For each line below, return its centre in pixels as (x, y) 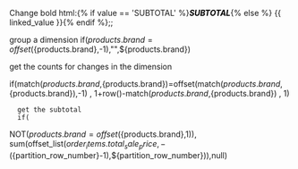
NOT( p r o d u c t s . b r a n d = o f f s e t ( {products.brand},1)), (103, 134)
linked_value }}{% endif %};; (61, 22)
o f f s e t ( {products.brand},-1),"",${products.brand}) (100, 49)
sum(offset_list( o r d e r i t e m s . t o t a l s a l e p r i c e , (84, 145)
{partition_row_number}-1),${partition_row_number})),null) (120, 155)
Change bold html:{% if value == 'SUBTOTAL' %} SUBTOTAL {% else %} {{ (145, 13)
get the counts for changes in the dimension (91, 67)
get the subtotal (50, 110)
